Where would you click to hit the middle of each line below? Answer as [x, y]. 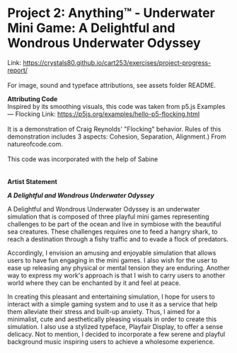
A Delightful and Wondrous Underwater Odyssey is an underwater [104, 209]
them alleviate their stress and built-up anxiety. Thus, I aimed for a [104, 311]
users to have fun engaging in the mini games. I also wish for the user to [112, 260]
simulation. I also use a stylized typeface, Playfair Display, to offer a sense [115, 326]
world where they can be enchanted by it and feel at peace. [94, 283]
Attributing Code [33, 99]
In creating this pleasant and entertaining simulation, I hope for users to [111, 296]
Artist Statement [33, 181]
